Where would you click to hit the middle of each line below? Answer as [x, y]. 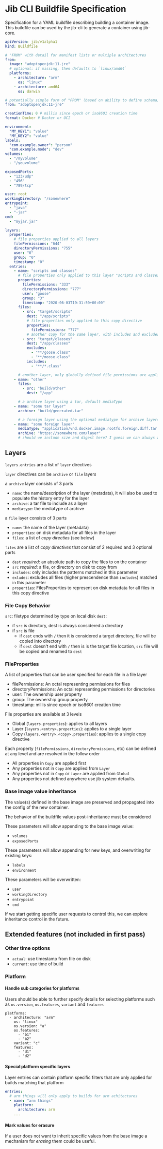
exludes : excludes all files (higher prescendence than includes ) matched [85, 577]
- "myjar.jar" [24, 221]
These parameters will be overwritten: [43, 879]
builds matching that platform [34, 1082]
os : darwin [29, 91]
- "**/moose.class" [50, 357]
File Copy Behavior [28, 605]
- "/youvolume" [25, 163]
